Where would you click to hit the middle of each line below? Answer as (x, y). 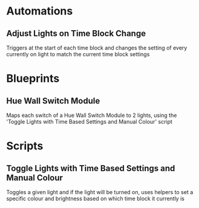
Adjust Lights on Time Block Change (76, 33)
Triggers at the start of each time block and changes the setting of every (97, 48)
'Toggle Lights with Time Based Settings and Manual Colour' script (89, 121)
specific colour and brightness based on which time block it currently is (95, 198)
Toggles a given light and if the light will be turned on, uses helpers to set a (100, 192)
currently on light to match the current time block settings (78, 54)
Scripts (25, 146)
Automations (40, 11)
